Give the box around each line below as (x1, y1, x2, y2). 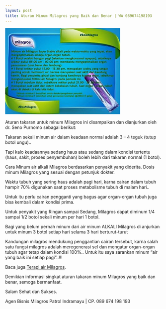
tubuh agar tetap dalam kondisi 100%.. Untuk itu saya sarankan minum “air (5, 249, 158, 255)
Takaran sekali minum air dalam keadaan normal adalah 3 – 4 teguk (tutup (5, 134, 157, 140)
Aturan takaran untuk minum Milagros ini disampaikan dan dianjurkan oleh (5, 119, 157, 125)
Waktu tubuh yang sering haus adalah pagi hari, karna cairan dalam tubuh (5, 179, 157, 185)
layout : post (5, 8, 32, 13)
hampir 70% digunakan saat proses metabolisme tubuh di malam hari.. (5, 184, 150, 190)
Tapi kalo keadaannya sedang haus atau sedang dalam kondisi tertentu (5, 149, 151, 155)
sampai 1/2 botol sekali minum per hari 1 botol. (5, 214, 100, 220)
